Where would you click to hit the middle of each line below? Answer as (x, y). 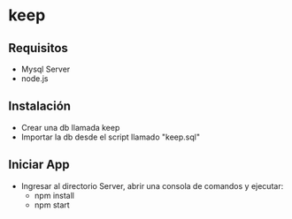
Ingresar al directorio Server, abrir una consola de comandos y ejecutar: (152, 185)
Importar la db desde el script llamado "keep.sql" (111, 137)
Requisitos (38, 48)
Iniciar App (39, 165)
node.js (35, 79)
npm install (54, 195)
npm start (52, 205)
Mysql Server (46, 69)
